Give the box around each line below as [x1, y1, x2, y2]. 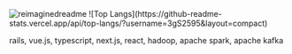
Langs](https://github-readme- [109, 9, 223, 19]
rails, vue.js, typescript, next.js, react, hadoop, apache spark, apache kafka [9, 35, 284, 45]
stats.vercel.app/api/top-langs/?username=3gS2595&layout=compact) [9, 18, 268, 28]
